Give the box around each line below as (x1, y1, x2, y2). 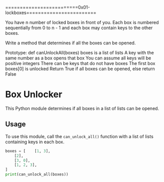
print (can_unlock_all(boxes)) (5, 172, 69, 177)
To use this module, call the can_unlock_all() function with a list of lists (5, 133, 153, 139)
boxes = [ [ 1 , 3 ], (5, 148, 51, 153)
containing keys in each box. (5, 139, 64, 145)
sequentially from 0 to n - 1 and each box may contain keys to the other (5, 25, 153, 31)
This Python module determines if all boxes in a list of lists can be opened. (5, 105, 159, 111)
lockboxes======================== (5, 10, 97, 16)
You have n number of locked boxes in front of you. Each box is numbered (5, 20, 159, 25)
